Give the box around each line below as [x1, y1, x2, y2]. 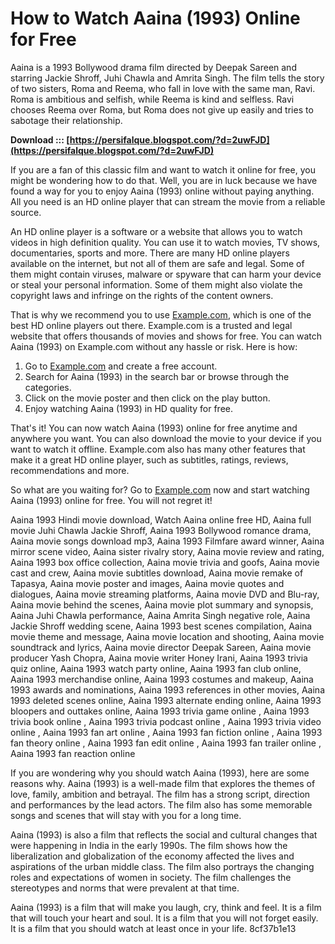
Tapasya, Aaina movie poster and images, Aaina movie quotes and [10, 577, 285, 589]
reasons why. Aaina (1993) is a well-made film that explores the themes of [10, 777, 316, 789]
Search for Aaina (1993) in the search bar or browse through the [24, 370, 290, 382]
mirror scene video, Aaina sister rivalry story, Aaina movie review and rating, [10, 545, 325, 557]
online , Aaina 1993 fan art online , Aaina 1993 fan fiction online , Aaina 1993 [10, 726, 323, 738]
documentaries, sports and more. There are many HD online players [10, 247, 290, 259]
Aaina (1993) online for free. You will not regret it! [10, 494, 213, 506]
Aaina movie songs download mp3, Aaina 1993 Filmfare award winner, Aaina [10, 535, 325, 547]
